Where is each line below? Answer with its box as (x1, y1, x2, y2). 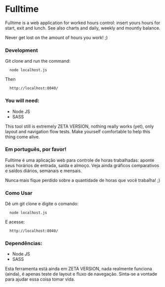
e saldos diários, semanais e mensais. (5, 168, 82, 174)
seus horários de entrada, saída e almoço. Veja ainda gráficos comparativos (5, 162, 160, 168)
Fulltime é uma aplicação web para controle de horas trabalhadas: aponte (5, 157, 155, 163)
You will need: (5, 97, 39, 104)
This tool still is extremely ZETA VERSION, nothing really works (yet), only (5, 123, 154, 129)
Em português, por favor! (5, 146, 66, 153)
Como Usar (5, 189, 33, 196)
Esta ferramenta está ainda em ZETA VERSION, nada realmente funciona (5, 266, 152, 272)
